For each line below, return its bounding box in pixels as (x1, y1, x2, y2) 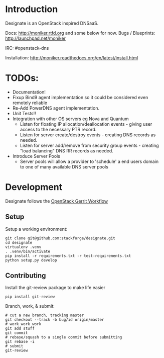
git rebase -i (5, 339, 35, 344)
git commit (5, 330, 28, 335)
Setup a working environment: (5, 226, 68, 232)
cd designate (5, 240, 33, 245)
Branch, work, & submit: (5, 303, 55, 309)
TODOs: (5, 72, 39, 84)
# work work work (5, 322, 42, 327)
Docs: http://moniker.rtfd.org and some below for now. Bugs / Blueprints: (5, 30, 155, 36)
